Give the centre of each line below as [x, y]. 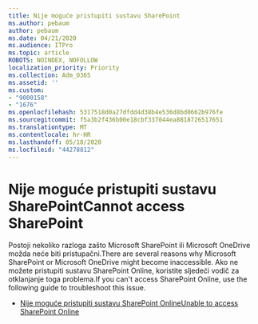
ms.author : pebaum [39, 23]
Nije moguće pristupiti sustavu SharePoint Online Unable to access [129, 303]
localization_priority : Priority [64, 68]
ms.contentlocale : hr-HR [50, 134]
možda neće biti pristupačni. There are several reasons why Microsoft [122, 254]
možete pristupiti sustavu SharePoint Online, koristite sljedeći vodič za [124, 271]
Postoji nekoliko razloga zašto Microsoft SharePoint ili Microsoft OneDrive [129, 246]
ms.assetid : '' [34, 82]
